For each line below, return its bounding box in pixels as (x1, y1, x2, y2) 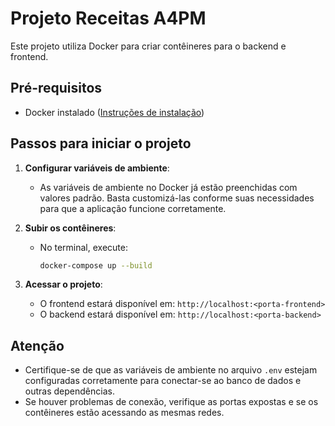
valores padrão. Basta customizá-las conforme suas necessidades (39, 192, 315, 204)
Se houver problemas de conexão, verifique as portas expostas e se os (24, 396, 319, 408)
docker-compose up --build (39, 260, 153, 271)
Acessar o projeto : (24, 278, 103, 291)
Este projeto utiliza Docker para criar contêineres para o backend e (10, 40, 287, 52)
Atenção (10, 337, 65, 354)
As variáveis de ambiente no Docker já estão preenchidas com (39, 181, 298, 193)
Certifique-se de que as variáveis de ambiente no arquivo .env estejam (24, 364, 318, 376)
